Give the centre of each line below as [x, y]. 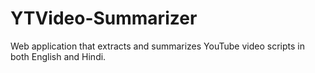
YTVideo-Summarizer [104, 18]
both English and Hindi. [58, 56]
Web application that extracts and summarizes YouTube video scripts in [157, 46]
